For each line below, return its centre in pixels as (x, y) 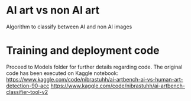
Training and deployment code (83, 50)
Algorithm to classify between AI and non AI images (69, 27)
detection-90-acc (28, 86)
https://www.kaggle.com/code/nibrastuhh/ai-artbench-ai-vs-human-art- (95, 79)
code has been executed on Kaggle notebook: (62, 73)
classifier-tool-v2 (27, 92)
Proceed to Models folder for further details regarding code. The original (94, 67)
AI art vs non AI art (53, 10)
